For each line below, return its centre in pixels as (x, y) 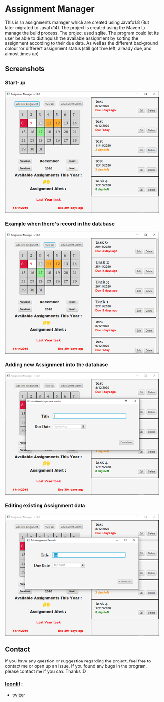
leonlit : (14, 684)
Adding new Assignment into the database (57, 364)
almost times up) (22, 53)
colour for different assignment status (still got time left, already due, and (79, 48)
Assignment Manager (50, 9)
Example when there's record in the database (60, 224)
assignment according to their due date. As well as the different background (82, 43)
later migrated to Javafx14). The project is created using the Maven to (75, 27)
